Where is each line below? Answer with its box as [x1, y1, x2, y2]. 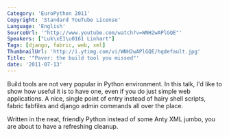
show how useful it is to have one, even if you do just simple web [7, 87, 191, 95]
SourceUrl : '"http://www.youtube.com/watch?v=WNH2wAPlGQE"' [7, 29, 183, 36]
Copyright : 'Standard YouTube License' [7, 16, 121, 23]
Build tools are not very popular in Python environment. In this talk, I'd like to [7, 79, 223, 88]
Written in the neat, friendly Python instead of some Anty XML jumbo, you [7, 114, 216, 123]
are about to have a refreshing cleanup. [7, 122, 119, 130]
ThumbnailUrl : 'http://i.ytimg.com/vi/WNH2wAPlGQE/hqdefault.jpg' [7, 49, 201, 55]
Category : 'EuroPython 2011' [7, 10, 91, 17]
